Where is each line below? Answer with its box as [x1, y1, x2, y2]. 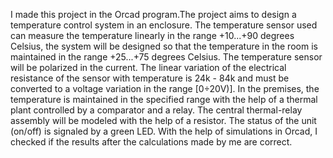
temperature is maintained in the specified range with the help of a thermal [10, 94, 318, 105]
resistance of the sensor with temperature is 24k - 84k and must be [10, 72, 290, 84]
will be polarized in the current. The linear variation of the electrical [10, 62, 287, 73]
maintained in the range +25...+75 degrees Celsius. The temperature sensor [10, 51, 323, 63]
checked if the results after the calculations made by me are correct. [10, 136, 293, 148]
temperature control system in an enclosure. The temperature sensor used [10, 19, 318, 31]
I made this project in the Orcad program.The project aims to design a [10, 9, 297, 20]
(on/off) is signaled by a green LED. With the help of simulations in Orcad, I [10, 125, 318, 137]
